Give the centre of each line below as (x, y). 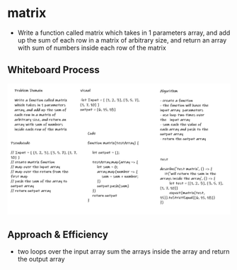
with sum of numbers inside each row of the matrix (92, 47)
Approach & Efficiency (58, 234)
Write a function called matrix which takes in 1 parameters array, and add (124, 33)
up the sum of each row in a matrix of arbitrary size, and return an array (122, 40)
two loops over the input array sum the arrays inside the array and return (123, 252)
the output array (41, 259)
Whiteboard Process (54, 70)
